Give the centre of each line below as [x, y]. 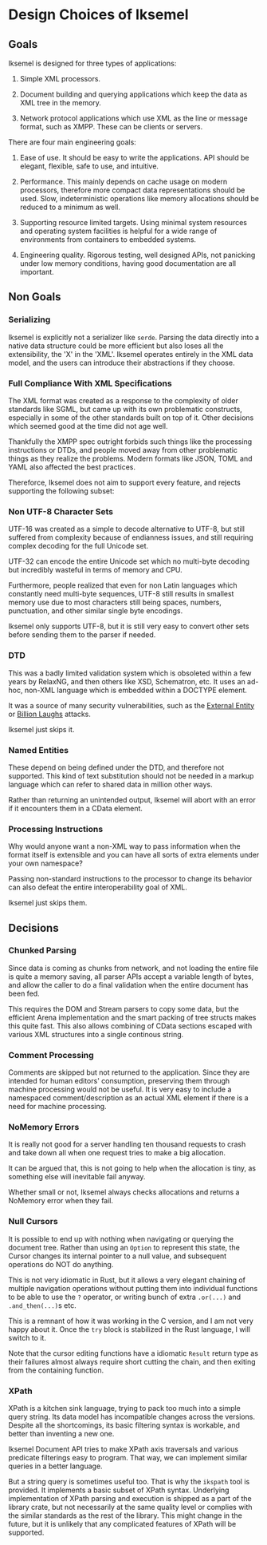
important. [37, 272]
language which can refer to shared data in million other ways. [110, 784]
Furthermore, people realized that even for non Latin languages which [123, 585]
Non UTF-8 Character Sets [61, 511]
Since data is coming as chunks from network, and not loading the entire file [133, 968]
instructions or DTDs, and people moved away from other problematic [123, 450]
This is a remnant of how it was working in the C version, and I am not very [131, 1321]
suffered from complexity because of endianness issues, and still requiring [131, 537]
